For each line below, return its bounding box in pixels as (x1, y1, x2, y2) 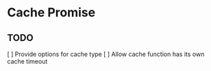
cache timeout (7, 57, 48, 66)
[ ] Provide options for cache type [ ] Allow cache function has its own (7, 50, 205, 58)
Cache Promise (7, 5, 96, 20)
